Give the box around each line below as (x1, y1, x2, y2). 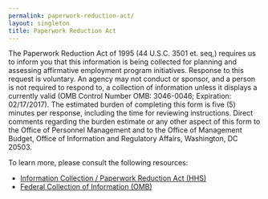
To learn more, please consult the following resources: (8, 158, 189, 168)
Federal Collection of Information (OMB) (19, 182, 152, 192)
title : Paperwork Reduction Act (8, 26, 116, 35)
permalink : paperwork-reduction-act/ (8, 11, 135, 20)
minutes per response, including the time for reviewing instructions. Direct (8, 108, 254, 118)
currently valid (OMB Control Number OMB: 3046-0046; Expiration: (8, 91, 232, 101)
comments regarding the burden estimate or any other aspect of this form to (8, 117, 261, 127)
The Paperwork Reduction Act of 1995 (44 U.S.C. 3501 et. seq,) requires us (8, 49, 257, 59)
